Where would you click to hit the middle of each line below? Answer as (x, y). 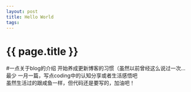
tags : (13, 22)
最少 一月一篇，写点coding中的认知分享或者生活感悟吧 (72, 76)
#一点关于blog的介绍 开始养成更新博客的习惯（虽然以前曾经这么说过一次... (96, 69)
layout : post (22, 11)
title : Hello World (30, 17)
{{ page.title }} (42, 51)
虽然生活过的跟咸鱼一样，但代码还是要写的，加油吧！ (71, 83)
